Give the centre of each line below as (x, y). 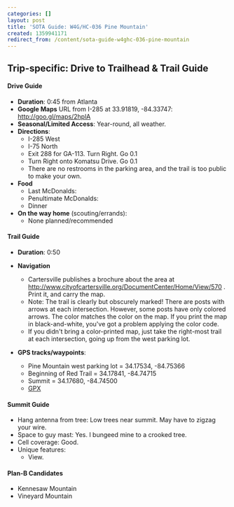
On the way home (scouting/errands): (72, 213)
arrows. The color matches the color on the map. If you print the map (128, 317)
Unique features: (42, 450)
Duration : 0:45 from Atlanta (57, 102)
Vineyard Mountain (44, 496)
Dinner (37, 206)
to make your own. (55, 176)
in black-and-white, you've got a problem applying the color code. (123, 324)
